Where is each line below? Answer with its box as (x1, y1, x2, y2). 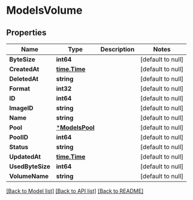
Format (9, 84, 31, 93)
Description (100, 46, 135, 53)
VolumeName (9, 172, 49, 180)
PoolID (9, 133, 29, 141)
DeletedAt (9, 75, 39, 83)
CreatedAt (9, 65, 40, 73)
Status (9, 143, 29, 151)
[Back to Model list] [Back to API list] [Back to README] (6, 187, 144, 195)
